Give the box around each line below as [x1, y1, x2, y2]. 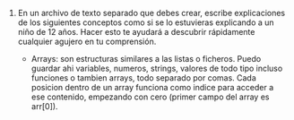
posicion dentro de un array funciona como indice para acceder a [30, 82, 274, 92]
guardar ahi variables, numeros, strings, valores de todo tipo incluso [30, 63, 283, 73]
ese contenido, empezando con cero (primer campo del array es [30, 91, 270, 102]
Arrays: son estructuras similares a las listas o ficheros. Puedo [30, 54, 262, 64]
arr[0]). [30, 101, 58, 111]
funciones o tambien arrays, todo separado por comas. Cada [30, 73, 257, 83]
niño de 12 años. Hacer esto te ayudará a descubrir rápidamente [17, 27, 255, 37]
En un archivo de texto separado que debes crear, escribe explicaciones [17, 8, 285, 18]
